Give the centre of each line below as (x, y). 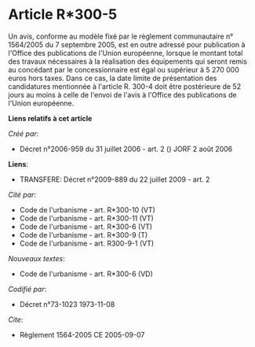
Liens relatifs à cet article (50, 118)
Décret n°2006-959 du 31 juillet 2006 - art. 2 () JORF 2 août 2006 (126, 149)
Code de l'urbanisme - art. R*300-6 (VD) (86, 274)
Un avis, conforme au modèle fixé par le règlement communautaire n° (121, 36)
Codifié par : (27, 289)
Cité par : (22, 194)
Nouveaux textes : (36, 258)
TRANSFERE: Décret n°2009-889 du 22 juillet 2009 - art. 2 (115, 179)
